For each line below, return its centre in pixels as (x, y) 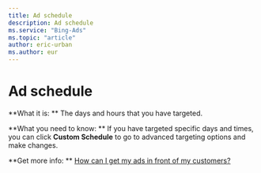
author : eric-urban (40, 45)
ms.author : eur (33, 52)
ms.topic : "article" (42, 38)
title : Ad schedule (40, 15)
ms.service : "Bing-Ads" (47, 30)
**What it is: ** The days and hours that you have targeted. (106, 113)
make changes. (33, 145)
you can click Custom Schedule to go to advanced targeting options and (127, 137)
